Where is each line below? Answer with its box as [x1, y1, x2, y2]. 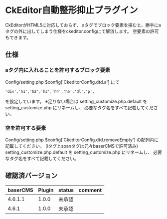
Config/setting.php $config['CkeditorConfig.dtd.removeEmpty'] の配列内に [5, 137, 159, 143]
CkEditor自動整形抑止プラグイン [5, 4, 138, 16]
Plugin [38, 187, 54, 194]
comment [78, 187, 102, 194]
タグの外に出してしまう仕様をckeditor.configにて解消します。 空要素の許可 [5, 28, 159, 34]
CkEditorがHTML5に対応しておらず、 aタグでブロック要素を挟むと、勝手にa [5, 22, 161, 28]
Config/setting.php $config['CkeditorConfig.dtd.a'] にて [5, 79, 120, 85]
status [58, 187, 74, 194]
